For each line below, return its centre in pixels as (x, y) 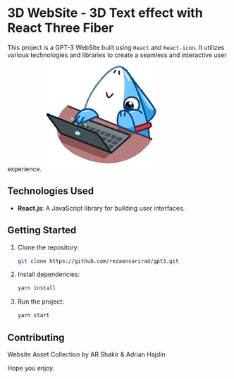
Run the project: (41, 302)
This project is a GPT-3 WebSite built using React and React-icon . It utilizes (116, 47)
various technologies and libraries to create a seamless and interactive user (117, 55)
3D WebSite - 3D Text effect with (105, 13)
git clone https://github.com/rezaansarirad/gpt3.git (98, 261)
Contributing (36, 337)
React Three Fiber (61, 28)
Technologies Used (50, 191)
